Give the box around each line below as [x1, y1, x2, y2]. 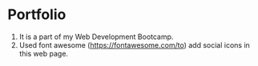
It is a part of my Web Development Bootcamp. [18, 32, 174, 41]
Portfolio [7, 6, 67, 24]
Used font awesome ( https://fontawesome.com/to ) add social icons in [18, 40, 250, 49]
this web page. [18, 49, 69, 58]
